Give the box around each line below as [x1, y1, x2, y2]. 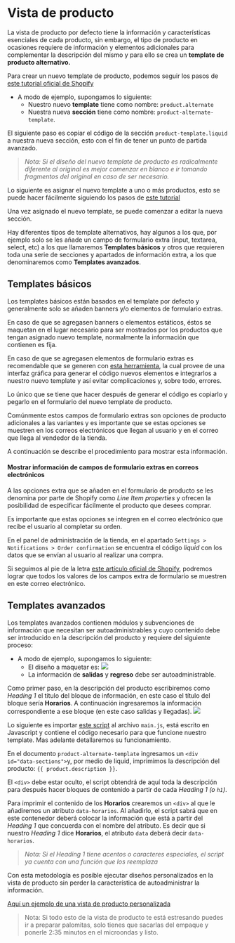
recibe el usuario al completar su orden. [7, 522, 123, 531]
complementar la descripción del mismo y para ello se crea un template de [7, 51, 224, 59]
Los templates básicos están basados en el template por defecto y [7, 297, 200, 305]
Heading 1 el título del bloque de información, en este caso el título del [7, 691, 210, 700]
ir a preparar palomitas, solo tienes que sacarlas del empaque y [24, 921, 209, 929]
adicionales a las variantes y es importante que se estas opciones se [7, 418, 206, 427]
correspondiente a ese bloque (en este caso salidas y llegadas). [7, 707, 192, 715]
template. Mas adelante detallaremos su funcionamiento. [7, 736, 172, 744]
